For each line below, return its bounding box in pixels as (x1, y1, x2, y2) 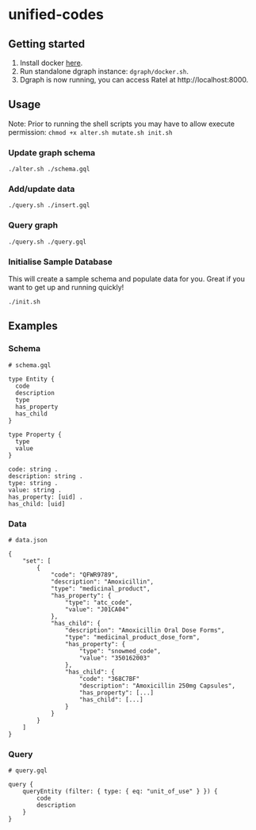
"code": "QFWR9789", (50, 571, 119, 579)
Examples (8, 319, 58, 333)
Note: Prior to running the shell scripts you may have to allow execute (8, 119, 235, 128)
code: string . (8, 465, 59, 473)
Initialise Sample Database (8, 256, 113, 267)
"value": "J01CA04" (64, 605, 129, 614)
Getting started (8, 37, 86, 51)
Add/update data (8, 184, 75, 195)
